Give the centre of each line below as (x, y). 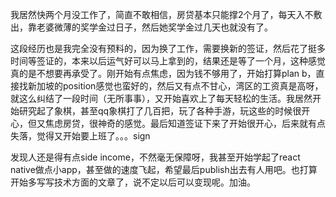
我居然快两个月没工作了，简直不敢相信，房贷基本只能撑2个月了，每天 (153, 14)
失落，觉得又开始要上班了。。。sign (80, 136)
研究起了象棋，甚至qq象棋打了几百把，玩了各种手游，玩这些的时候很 (160, 111)
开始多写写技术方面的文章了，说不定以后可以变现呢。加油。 (133, 182)
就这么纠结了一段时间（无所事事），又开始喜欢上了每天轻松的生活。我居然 (161, 98)
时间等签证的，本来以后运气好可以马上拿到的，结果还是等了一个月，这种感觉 (168, 61)
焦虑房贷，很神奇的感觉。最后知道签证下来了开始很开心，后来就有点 (185, 123)
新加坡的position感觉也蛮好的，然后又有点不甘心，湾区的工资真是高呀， (175, 86)
